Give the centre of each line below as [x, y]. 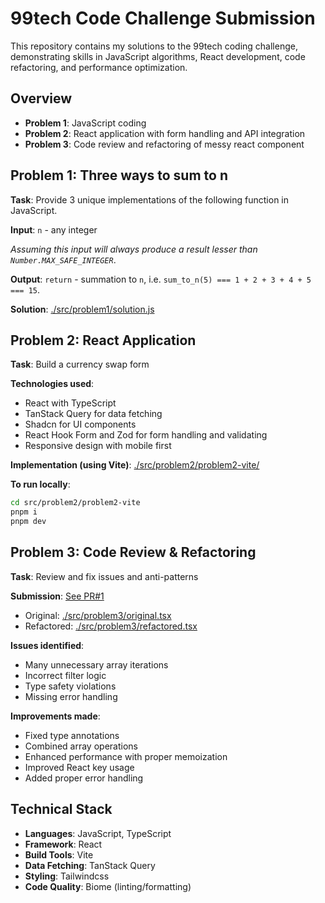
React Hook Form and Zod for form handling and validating [146, 435]
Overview [41, 98]
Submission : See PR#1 [57, 596]
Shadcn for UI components [80, 424]
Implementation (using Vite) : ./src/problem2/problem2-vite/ [135, 465]
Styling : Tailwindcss [67, 876]
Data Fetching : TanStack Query [90, 865]
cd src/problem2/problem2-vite [75, 503]
